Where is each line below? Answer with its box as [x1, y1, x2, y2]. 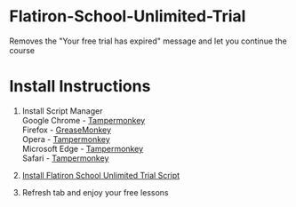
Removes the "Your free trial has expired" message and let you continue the [9, 36, 287, 46]
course [9, 44, 36, 55]
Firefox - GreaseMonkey [21, 124, 112, 135]
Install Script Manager [21, 105, 103, 116]
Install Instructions [9, 76, 151, 97]
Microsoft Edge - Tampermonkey [21, 143, 144, 154]
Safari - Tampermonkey [21, 153, 109, 163]
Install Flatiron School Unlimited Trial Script [21, 170, 180, 180]
